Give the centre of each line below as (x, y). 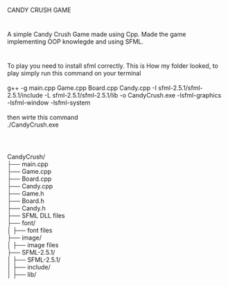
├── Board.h (26, 201)
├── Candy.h (27, 208)
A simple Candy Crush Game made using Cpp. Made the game (97, 35)
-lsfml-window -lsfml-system (49, 102)
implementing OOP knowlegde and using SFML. (76, 42)
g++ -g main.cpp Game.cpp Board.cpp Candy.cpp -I (82, 88)
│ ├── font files (30, 230)
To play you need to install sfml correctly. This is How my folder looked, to (113, 66)
